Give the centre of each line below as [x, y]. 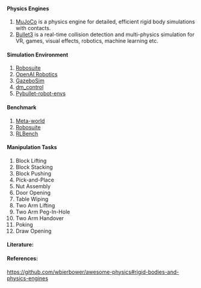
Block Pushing [33, 173]
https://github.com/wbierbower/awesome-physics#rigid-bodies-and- [93, 272]
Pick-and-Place [35, 180]
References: [23, 258]
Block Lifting [31, 161]
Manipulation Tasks [32, 147]
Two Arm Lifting [35, 205]
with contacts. [33, 28]
